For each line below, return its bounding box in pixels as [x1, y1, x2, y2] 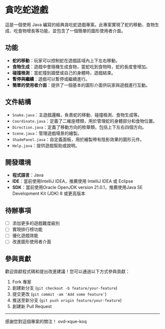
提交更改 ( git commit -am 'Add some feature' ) [12, 291, 107, 297]
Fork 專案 [12, 279, 32, 285]
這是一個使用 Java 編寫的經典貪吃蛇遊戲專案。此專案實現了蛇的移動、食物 [5, 22, 155, 27]
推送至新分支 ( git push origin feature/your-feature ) [12, 298, 122, 303]
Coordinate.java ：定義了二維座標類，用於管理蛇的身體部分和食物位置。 [12, 118, 158, 124]
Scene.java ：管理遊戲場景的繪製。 [12, 130, 82, 136]
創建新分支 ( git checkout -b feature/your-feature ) [12, 285, 118, 291]
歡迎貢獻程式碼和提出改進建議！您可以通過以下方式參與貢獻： [5, 269, 130, 274]
